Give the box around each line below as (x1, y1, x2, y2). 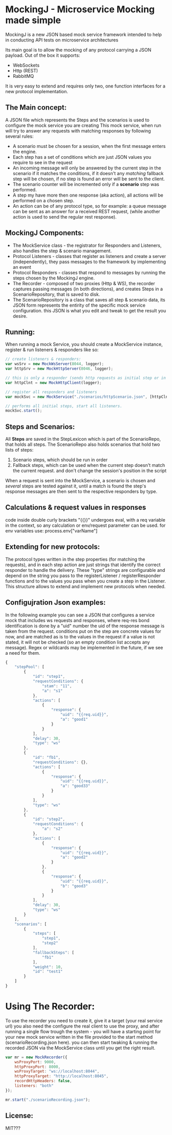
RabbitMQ (12, 73, 34, 79)
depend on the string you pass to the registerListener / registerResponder (5, 572, 161, 579)
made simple (5, 14, 61, 26)
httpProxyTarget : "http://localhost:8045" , (14, 1074, 109, 1079)
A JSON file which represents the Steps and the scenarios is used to (5, 117, 149, 123)
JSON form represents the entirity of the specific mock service (12, 302, 146, 308)
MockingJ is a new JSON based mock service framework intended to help (5, 31, 162, 37)
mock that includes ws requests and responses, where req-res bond (5, 617, 150, 623)
